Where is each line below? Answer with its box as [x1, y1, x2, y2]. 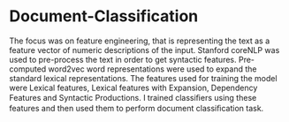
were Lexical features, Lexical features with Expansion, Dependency [9, 82, 258, 93]
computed [9, 64, 47, 74]
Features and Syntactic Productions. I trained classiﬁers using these [9, 92, 257, 103]
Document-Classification [9, 6, 199, 27]
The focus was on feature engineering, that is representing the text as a [9, 35, 270, 46]
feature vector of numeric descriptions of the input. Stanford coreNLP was [9, 44, 280, 55]
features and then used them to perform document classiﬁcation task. [9, 103, 264, 113]
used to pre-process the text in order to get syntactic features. [9, 54, 237, 65]
